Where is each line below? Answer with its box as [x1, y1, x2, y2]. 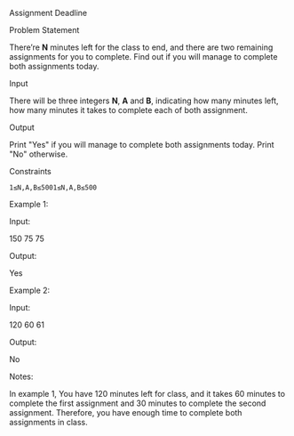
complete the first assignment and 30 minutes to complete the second [9, 398, 266, 408]
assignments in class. [9, 417, 89, 427]
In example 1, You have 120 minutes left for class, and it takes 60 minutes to [9, 389, 286, 399]
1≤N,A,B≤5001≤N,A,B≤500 [9, 183, 98, 192]
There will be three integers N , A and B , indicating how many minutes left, [9, 95, 279, 106]
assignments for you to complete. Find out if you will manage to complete [9, 52, 278, 61]
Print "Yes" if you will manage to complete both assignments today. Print [9, 140, 274, 149]
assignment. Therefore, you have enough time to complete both [9, 408, 242, 417]
